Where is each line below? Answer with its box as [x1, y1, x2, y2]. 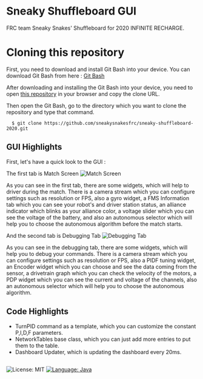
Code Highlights [6, 306, 68, 317]
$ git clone [12, 120, 42, 126]
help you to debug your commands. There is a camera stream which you [6, 250, 188, 257]
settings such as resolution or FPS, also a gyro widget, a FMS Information [6, 194, 190, 201]
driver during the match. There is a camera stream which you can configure [6, 188, 195, 195]
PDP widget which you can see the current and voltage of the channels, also [6, 276, 198, 283]
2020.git [6, 126, 28, 132]
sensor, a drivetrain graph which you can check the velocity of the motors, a [6, 269, 197, 277]
